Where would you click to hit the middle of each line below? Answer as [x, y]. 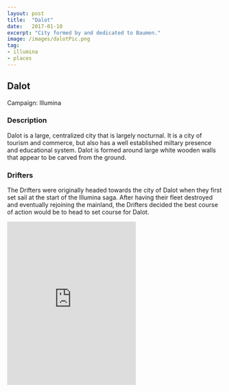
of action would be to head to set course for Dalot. [78, 212]
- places [20, 58]
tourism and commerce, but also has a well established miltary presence [109, 142]
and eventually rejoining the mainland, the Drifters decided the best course [112, 205]
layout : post [26, 13]
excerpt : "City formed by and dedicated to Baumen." [84, 33]
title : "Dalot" [30, 20]
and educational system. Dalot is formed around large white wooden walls [111, 150]
